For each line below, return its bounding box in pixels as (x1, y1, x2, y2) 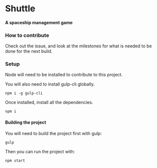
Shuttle (5, 3, 35, 14)
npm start (5, 158, 26, 163)
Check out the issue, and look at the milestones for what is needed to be (5, 43, 152, 49)
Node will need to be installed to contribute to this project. (5, 72, 123, 78)
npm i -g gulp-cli (5, 91, 43, 96)
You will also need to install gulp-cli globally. (5, 81, 95, 87)
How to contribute (5, 32, 49, 38)
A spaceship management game (5, 19, 73, 25)
